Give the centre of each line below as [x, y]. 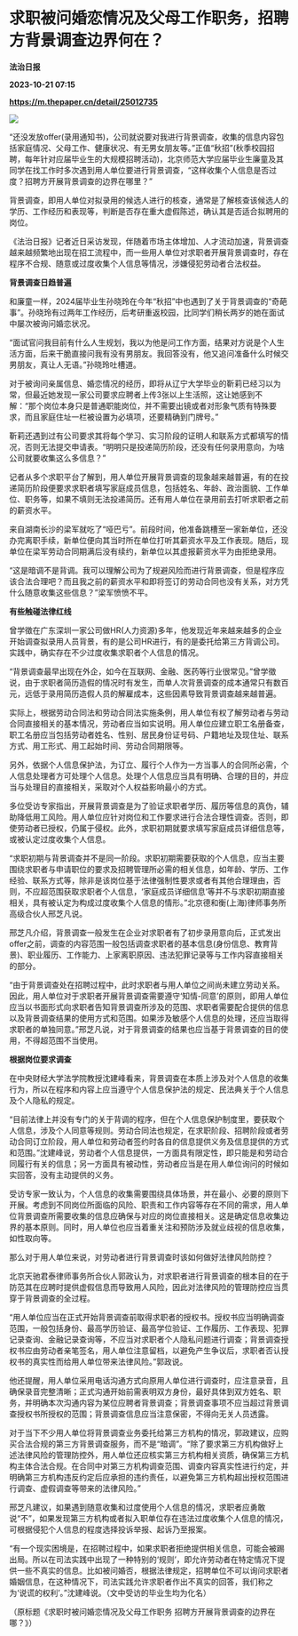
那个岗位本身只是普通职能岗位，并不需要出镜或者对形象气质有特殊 [149, 405]
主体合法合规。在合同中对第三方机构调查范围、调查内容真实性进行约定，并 [153, 1466]
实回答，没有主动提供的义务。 [63, 1175]
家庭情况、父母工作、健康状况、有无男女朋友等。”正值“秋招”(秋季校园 [142, 148]
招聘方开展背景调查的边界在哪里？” [89, 181]
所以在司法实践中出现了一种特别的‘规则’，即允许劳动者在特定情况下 [155, 1559]
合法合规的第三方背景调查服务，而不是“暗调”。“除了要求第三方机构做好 [146, 1444]
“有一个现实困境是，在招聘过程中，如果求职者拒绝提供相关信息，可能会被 [143, 1548]
